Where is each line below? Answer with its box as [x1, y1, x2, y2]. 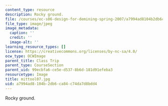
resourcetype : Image [5, 72, 48, 77]
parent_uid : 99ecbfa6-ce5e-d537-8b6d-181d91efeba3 [5, 68, 113, 73]
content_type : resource [5, 7, 55, 12]
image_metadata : [5, 26, 39, 31]
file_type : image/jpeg [5, 21, 52, 26]
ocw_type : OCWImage [5, 53, 46, 59]
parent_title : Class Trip [5, 58, 59, 63]
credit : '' [9, 35, 32, 40]
